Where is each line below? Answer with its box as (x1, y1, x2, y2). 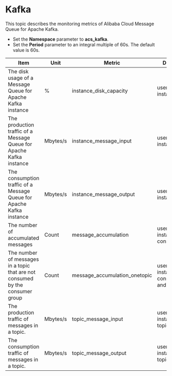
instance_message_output (72, 190, 135, 198)
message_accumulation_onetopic (72, 272, 153, 279)
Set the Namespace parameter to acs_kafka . (12, 36, 109, 42)
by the (8, 281, 23, 289)
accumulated (8, 234, 39, 241)
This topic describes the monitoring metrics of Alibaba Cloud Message (5, 21, 155, 27)
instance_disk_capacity (72, 87, 128, 94)
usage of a (8, 74, 34, 81)
